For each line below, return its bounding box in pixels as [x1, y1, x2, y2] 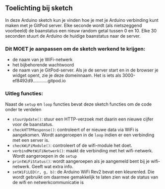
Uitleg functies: [5, 90, 44, 97]
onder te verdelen [5, 107, 42, 113]
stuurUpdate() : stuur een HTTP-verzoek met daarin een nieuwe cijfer [12, 116, 154, 122]
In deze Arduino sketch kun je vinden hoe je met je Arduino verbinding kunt [5, 17, 159, 23]
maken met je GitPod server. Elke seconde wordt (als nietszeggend [5, 22, 142, 28]
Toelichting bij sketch [5, 4, 73, 12]
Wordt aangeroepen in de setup [12, 153, 77, 159]
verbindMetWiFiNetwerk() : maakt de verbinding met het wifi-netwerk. [12, 148, 154, 154]
